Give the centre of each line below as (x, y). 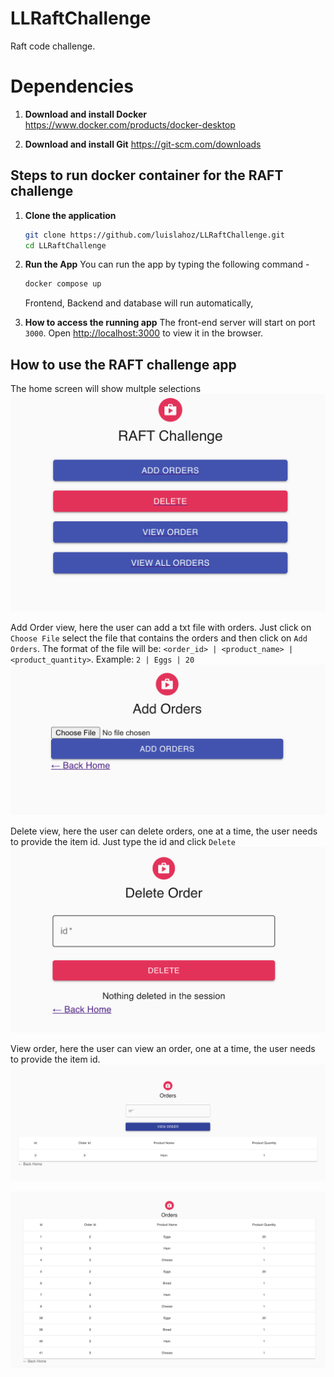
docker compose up (63, 284)
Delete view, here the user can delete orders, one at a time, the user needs (164, 831)
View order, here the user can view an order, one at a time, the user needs (163, 1049)
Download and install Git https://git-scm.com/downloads (143, 144)
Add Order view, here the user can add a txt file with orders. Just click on (161, 627)
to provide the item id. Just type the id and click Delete (123, 841)
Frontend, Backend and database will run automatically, (139, 303)
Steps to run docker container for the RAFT (147, 175)
